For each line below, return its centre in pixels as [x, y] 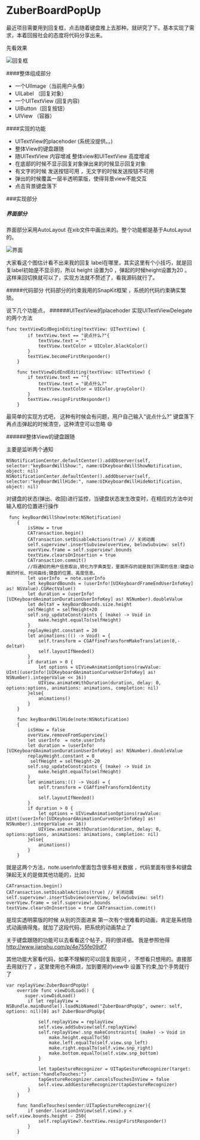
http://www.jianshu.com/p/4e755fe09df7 [57, 946]
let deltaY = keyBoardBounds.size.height [80, 604]
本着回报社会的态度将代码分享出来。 [61, 35]
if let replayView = [53, 1001]
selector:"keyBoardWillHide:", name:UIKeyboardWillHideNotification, [95, 482]
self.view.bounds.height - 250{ [46, 1116]
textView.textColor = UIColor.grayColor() [92, 389]
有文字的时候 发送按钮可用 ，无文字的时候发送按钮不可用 [84, 171]
